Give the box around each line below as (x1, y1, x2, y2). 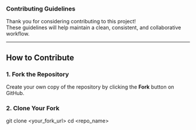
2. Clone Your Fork (6, 104, 60, 112)
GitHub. (6, 89, 24, 96)
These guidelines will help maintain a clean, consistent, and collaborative (6, 24, 181, 31)
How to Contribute (6, 52, 75, 62)
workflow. (6, 30, 30, 37)
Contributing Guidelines (6, 5, 76, 13)
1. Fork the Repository (6, 70, 69, 78)
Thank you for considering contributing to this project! (6, 18, 136, 25)
